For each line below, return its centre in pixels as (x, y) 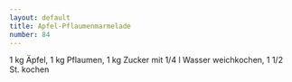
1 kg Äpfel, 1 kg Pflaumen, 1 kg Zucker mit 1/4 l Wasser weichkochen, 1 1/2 (146, 60)
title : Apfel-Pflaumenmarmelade (70, 26)
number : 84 (30, 34)
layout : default (40, 18)
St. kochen (29, 69)
